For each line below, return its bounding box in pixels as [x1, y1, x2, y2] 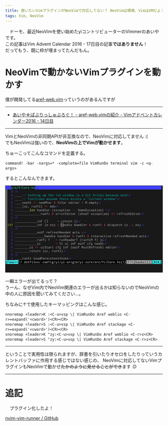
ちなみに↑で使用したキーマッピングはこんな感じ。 [5, 301, 110, 307]
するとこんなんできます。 [5, 175, 57, 181]
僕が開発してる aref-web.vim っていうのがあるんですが [5, 97, 115, 103]
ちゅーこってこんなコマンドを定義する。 [5, 150, 88, 156]
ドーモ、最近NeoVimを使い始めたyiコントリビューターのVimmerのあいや [9, 28, 159, 35]
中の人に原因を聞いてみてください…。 [5, 291, 83, 297]
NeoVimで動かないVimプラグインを [5, 67, 152, 78]
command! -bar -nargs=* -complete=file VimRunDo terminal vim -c [5, 161, 144, 166]
